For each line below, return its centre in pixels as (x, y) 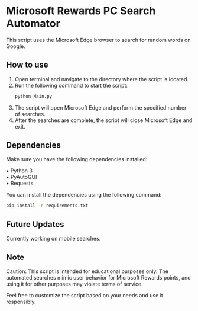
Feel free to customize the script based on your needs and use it (85, 295)
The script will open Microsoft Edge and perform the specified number (100, 107)
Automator (33, 23)
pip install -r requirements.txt (47, 206)
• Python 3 (19, 171)
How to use (27, 65)
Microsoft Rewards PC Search (81, 11)
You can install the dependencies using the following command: (84, 195)
